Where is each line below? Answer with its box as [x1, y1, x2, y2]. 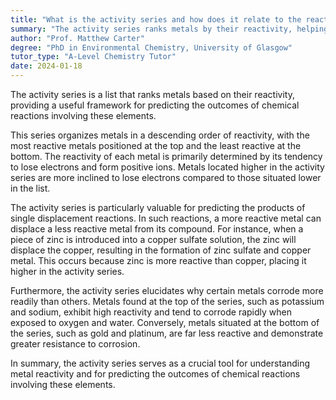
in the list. [10, 182, 51, 194]
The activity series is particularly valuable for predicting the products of [10, 202, 306, 213]
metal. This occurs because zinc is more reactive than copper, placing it [10, 255, 307, 266]
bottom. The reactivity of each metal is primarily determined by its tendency [10, 151, 323, 162]
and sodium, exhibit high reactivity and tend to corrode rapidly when [10, 306, 292, 318]
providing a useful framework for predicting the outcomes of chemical [10, 99, 300, 111]
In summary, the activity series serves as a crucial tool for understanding [10, 357, 311, 369]
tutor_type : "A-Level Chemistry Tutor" [10, 52, 177, 62]
